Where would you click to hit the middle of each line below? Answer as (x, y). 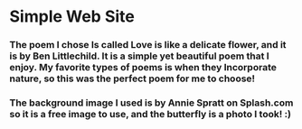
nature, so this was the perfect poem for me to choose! (132, 78)
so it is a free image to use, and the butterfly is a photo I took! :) (151, 115)
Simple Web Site (72, 17)
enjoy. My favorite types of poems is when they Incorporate (143, 68)
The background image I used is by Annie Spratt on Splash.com (151, 103)
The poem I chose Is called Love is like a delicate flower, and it (148, 45)
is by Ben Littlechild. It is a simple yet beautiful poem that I (139, 56)
